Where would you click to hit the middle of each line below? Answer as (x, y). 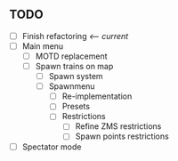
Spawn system (76, 76)
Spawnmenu (72, 86)
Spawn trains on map (74, 66)
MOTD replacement (72, 56)
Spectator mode (52, 147)
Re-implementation (97, 96)
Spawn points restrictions (122, 136)
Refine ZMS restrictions (118, 126)
